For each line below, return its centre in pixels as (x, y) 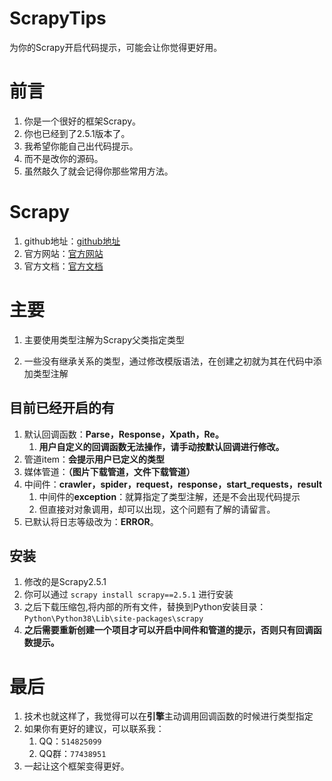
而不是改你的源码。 (63, 158)
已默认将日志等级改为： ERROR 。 (91, 521)
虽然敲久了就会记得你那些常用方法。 (98, 171)
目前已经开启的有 (62, 408)
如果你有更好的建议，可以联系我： (94, 729)
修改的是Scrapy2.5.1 (65, 582)
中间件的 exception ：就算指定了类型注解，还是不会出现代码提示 (169, 496)
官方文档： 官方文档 (63, 266)
